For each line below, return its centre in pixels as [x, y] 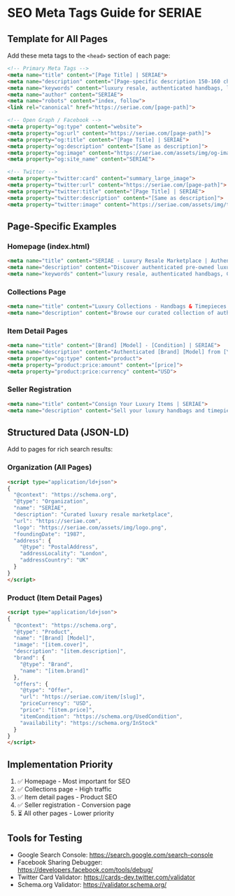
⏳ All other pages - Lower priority [65, 813]
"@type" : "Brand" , [47, 664]
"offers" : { [31, 684]
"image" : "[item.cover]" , [51, 645]
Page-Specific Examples [62, 226]
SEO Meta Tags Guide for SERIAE [105, 13]
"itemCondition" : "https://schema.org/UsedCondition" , [101, 717]
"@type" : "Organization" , [51, 502]
